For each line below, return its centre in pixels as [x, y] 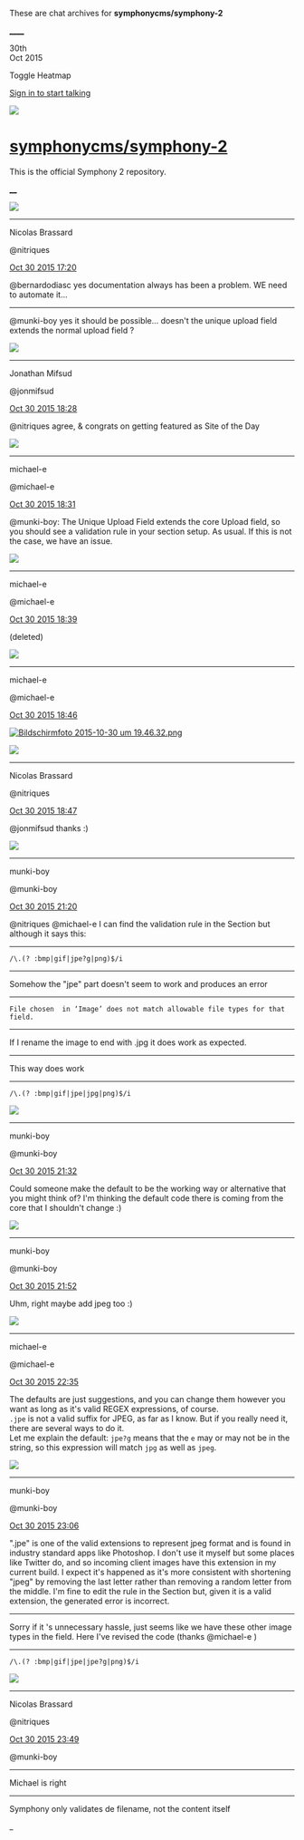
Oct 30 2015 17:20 [43, 267]
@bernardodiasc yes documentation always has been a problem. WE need [148, 285]
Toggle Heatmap [40, 75]
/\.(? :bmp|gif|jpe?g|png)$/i [66, 959]
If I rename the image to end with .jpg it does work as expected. [128, 1042]
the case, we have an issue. [61, 541]
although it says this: [48, 934]
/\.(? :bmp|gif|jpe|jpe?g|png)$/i [75, 1661]
